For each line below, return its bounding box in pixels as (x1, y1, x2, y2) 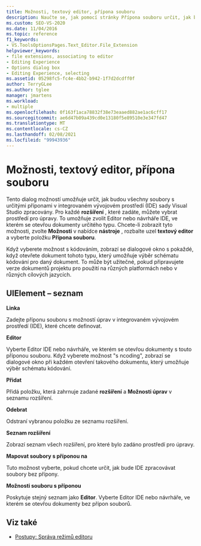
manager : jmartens (6, 92, 52, 98)
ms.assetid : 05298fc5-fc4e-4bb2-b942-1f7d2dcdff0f (6, 76, 135, 82)
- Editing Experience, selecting (6, 70, 90, 76)
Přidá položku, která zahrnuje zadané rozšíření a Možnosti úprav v (6, 388, 172, 395)
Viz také (6, 517, 38, 527)
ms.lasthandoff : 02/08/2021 (6, 131, 77, 138)
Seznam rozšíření (6, 429, 51, 436)
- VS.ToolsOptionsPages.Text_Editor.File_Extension (6, 43, 138, 49)
